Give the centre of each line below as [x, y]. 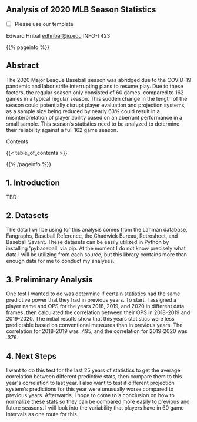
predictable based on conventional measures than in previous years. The [94, 325]
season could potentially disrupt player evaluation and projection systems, [96, 105]
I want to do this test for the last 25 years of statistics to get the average [93, 370]
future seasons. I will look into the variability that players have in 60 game [95, 408]
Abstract [23, 66]
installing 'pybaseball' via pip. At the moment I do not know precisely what [96, 248]
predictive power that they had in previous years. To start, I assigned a [91, 300]
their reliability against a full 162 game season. [62, 130]
